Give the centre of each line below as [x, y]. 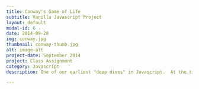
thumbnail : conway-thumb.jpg [42, 45]
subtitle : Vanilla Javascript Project [54, 17]
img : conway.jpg [26, 39]
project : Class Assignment [39, 61]
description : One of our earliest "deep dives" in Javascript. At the [96, 72]
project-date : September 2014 [44, 55]
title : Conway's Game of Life [44, 11]
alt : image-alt [25, 50]
